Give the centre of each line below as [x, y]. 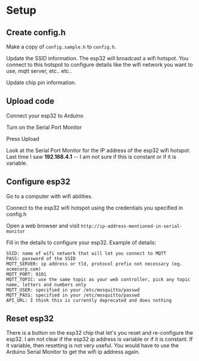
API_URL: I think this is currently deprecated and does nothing [89, 300]
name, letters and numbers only [46, 285]
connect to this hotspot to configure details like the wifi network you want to [99, 64]
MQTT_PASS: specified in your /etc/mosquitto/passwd [73, 295]
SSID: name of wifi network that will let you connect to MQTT [86, 253]
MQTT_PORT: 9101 [26, 274]
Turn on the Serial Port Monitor [44, 127]
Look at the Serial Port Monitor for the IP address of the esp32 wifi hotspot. [98, 150]
